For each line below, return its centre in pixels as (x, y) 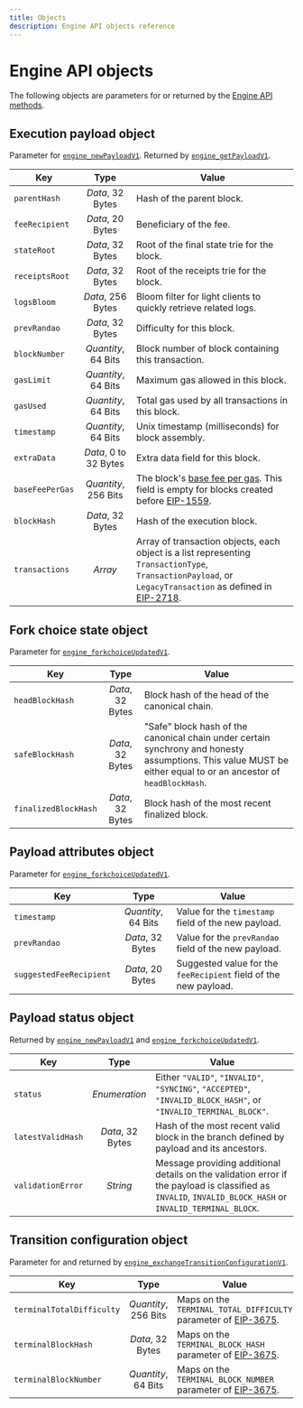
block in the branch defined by (220, 1136)
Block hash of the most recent (207, 803)
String (119, 1185)
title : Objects (38, 18)
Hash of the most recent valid (218, 1125)
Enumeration (119, 1094)
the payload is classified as (213, 1185)
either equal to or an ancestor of (212, 772)
